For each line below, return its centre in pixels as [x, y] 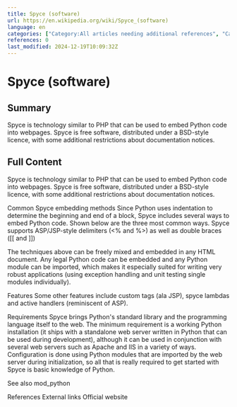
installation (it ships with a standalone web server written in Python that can [117, 332]
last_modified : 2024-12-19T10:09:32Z [63, 47]
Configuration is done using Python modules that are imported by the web [115, 354]
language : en [26, 27]
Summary [29, 108]
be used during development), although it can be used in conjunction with [115, 339]
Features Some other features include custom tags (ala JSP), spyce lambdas [119, 295]
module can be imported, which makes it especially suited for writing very [115, 267]
